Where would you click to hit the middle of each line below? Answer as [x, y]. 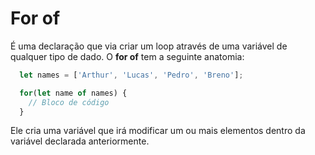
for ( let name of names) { [73, 93]
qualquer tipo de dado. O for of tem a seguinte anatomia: [127, 56]
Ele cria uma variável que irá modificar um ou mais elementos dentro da [158, 131]
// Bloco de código [69, 102]
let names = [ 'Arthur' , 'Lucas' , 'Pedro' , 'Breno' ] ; [131, 75]
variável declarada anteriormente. [80, 141]
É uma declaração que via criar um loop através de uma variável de [149, 46]
